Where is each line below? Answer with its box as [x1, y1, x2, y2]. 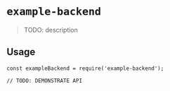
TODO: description [23, 25, 79, 34]
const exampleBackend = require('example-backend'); [6, 65, 164, 72]
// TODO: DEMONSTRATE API [6, 77, 82, 84]
